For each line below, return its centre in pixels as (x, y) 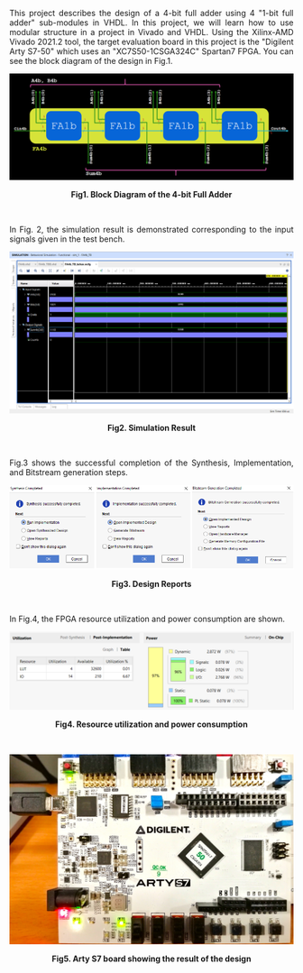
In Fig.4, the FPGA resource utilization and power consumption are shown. (147, 619)
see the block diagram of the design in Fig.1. (91, 61)
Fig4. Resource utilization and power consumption (151, 724)
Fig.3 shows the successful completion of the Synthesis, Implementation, (151, 463)
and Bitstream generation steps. (69, 472)
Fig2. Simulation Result (151, 427)
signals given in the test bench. (67, 239)
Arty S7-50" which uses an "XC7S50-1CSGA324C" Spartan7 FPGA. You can (151, 51)
